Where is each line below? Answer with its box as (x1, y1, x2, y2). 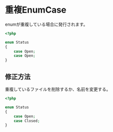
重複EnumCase (5, 4, 67, 16)
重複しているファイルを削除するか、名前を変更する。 (5, 86, 111, 92)
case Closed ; (14, 118, 40, 123)
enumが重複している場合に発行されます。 (5, 21, 88, 27)
